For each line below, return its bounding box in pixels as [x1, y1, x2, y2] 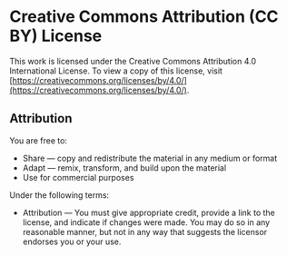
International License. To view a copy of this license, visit [9, 65, 223, 76]
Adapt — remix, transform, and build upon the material [22, 162, 227, 173]
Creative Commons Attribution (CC [9, 6, 279, 27]
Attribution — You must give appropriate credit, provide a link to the [22, 207, 275, 218]
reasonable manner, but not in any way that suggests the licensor [22, 226, 268, 237]
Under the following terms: [9, 189, 110, 201]
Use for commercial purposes [22, 172, 134, 182]
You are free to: [9, 134, 68, 146]
